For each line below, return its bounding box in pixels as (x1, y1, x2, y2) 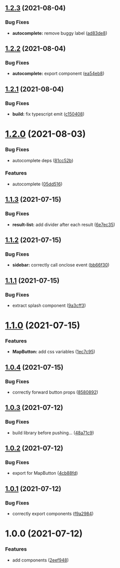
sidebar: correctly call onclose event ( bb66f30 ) (12, 262, 110, 268)
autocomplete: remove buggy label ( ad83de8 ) (12, 30, 108, 36)
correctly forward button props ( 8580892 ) (12, 389, 99, 396)
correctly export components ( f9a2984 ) (12, 511, 94, 517)
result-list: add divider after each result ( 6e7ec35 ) (12, 222, 115, 227)
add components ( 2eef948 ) (12, 557, 69, 563)
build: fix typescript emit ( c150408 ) (12, 111, 85, 117)
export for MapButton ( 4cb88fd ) (12, 470, 78, 476)
